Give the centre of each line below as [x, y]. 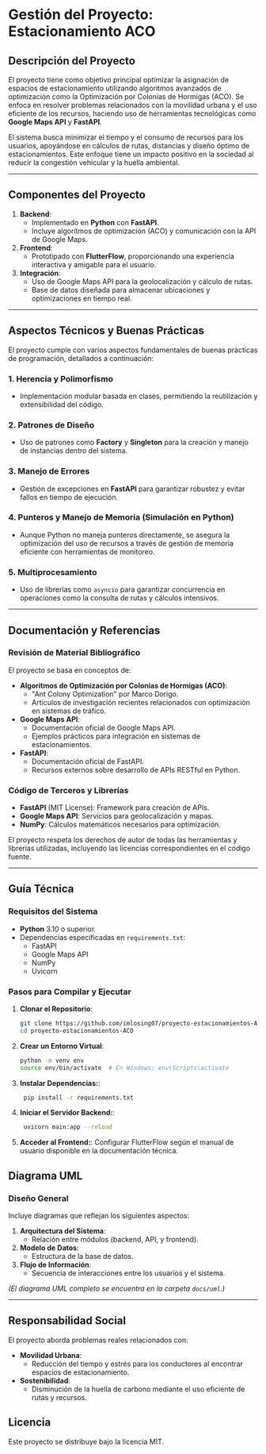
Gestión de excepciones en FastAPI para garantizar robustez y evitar [132, 489]
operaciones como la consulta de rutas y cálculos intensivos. [119, 598]
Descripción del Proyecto [72, 61]
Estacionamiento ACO [82, 31]
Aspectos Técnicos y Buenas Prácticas [106, 331]
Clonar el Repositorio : [56, 1009]
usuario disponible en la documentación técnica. [99, 1151]
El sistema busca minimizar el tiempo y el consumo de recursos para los [126, 137]
